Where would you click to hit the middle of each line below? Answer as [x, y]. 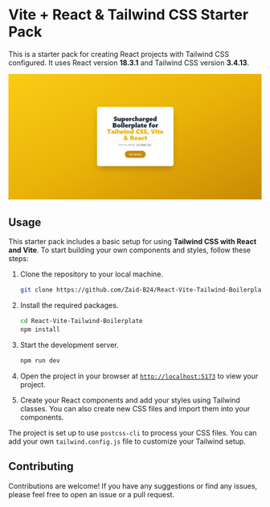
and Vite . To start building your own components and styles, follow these [130, 250]
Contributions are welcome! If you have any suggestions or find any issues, [133, 486]
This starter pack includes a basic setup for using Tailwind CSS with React [133, 242]
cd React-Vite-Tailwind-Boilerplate [81, 321]
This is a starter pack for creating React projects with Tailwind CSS [119, 54]
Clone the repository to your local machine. [91, 274]
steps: [18, 259]
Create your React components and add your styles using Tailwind [130, 400]
